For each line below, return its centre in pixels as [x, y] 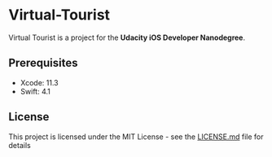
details [20, 145]
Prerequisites [43, 63]
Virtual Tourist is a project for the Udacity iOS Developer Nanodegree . [127, 37]
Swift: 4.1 [35, 91]
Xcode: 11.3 [39, 82]
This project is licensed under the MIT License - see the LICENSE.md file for [136, 137]
